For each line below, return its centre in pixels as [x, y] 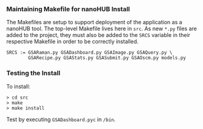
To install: [18, 86]
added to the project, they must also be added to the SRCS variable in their [98, 35]
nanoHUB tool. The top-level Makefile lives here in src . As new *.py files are [102, 28]
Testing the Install [33, 73]
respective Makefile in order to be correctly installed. [72, 42]
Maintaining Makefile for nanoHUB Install [68, 9]
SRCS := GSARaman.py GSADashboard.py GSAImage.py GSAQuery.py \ [89, 53]
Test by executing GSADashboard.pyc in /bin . [61, 119]
